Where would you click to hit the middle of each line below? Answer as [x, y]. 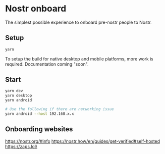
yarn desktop [19, 96]
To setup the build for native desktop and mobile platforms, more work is [79, 59]
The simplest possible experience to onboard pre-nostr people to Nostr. [79, 22]
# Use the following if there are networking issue [59, 109]
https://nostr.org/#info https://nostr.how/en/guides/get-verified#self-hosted [82, 141]
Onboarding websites [39, 129]
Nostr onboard [36, 9]
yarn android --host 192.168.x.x [40, 114]
